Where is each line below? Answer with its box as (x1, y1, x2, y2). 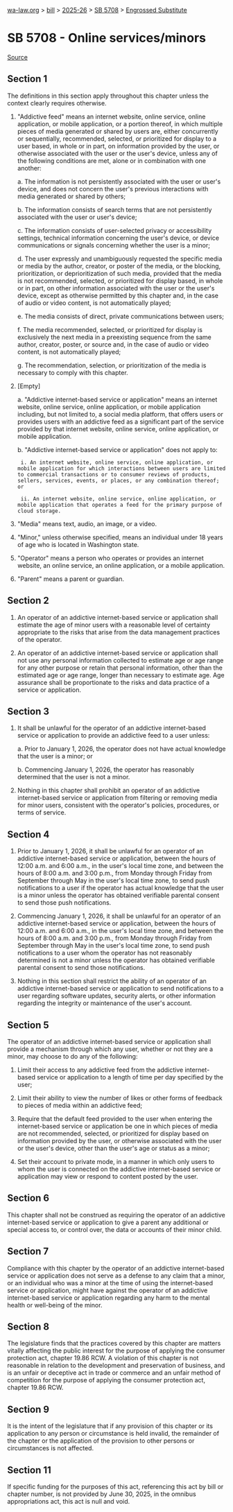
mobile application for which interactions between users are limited (17, 464, 226, 472)
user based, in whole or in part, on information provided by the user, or (17, 141, 220, 150)
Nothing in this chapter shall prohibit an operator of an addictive (17, 786, 200, 794)
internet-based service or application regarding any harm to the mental (7, 1293, 210, 1302)
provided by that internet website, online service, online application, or (17, 424, 219, 433)
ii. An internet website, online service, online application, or (20, 495, 216, 502)
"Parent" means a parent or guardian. (17, 575, 125, 583)
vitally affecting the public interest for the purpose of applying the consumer (7, 1346, 225, 1355)
